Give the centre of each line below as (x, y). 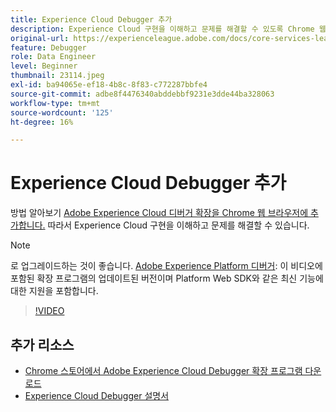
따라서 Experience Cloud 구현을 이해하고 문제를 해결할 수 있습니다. (178, 225)
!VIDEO (49, 311)
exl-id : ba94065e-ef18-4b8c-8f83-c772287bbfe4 (109, 85)
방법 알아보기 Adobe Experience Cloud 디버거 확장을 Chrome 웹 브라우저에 (159, 213)
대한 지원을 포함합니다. (54, 291)
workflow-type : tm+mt (55, 103)
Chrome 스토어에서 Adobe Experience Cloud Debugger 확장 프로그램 (163, 370)
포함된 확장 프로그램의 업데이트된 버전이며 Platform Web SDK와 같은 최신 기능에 (167, 278)
